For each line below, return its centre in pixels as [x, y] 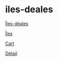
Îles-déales [17, 24]
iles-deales [29, 9]
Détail [11, 53]
